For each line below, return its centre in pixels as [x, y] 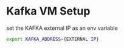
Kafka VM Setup [48, 11]
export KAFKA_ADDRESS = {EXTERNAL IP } [53, 39]
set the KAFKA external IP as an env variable [62, 28]
